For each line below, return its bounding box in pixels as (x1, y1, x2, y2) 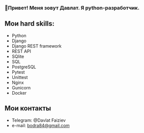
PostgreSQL (11, 64, 36, 70)
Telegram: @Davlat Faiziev (11, 117, 66, 123)
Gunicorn (11, 84, 31, 90)
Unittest (11, 74, 28, 80)
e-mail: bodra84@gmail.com (11, 122, 70, 128)
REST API (11, 48, 31, 54)
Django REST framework (11, 43, 62, 49)
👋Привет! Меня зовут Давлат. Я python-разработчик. (4, 4, 140, 11)
